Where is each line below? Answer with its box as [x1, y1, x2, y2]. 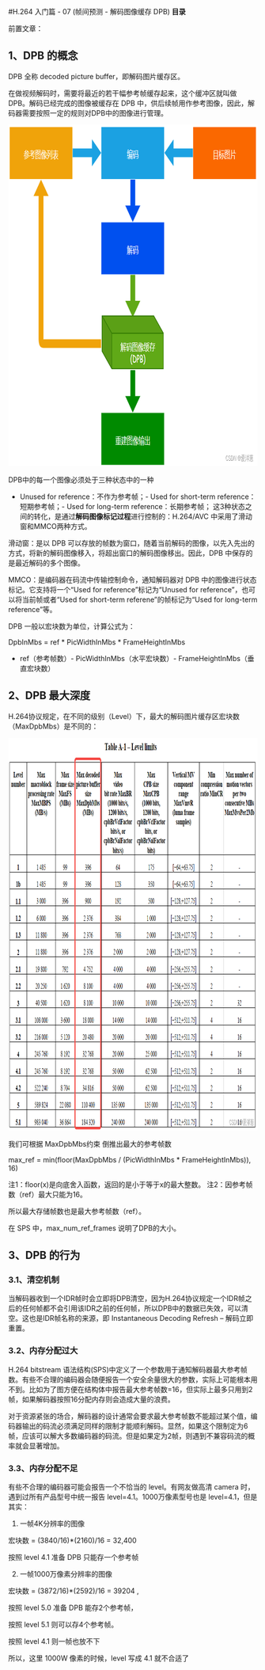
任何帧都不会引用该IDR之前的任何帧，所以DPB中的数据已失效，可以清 [21, 1303, 249, 1313]
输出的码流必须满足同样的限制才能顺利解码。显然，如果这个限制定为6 [21, 1421, 248, 1431]
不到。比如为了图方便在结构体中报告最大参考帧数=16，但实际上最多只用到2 [8, 1384, 253, 1394]
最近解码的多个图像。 [14, 557, 85, 568]
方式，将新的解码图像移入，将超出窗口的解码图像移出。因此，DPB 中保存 [8, 548, 247, 557]
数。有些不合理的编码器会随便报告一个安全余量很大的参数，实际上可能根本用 [8, 1375, 258, 1384]
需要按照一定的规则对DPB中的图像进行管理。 [21, 108, 168, 117]
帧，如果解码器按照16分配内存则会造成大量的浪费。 [8, 1394, 176, 1404]
